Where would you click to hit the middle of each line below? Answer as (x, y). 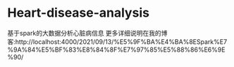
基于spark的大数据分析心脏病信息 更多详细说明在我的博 (87, 33)
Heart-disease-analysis (79, 13)
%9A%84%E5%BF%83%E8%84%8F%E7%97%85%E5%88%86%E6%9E (116, 50)
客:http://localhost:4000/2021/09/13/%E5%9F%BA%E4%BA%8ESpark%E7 (117, 42)
